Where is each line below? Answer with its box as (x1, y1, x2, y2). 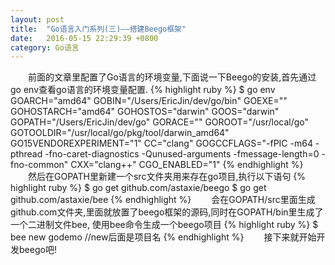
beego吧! (18, 244, 57, 256)
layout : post (10, 14, 65, 25)
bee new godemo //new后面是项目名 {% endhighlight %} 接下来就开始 (10, 231, 317, 243)
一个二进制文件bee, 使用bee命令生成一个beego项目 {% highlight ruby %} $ (10, 219, 319, 231)
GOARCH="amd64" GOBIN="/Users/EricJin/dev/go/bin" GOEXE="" (10, 95, 288, 107)
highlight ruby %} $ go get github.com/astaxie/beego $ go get (10, 182, 267, 194)
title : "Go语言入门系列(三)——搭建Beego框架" (10, 24, 187, 34)
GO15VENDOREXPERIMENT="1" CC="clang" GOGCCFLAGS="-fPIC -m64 (10, 137, 313, 150)
